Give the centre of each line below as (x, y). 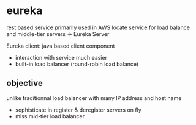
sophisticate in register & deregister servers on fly (78, 110)
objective (24, 83)
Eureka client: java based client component (61, 46)
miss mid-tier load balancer (50, 116)
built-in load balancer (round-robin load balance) (77, 64)
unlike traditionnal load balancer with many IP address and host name (94, 98)
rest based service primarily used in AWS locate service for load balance (98, 27)
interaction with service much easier (61, 57)
